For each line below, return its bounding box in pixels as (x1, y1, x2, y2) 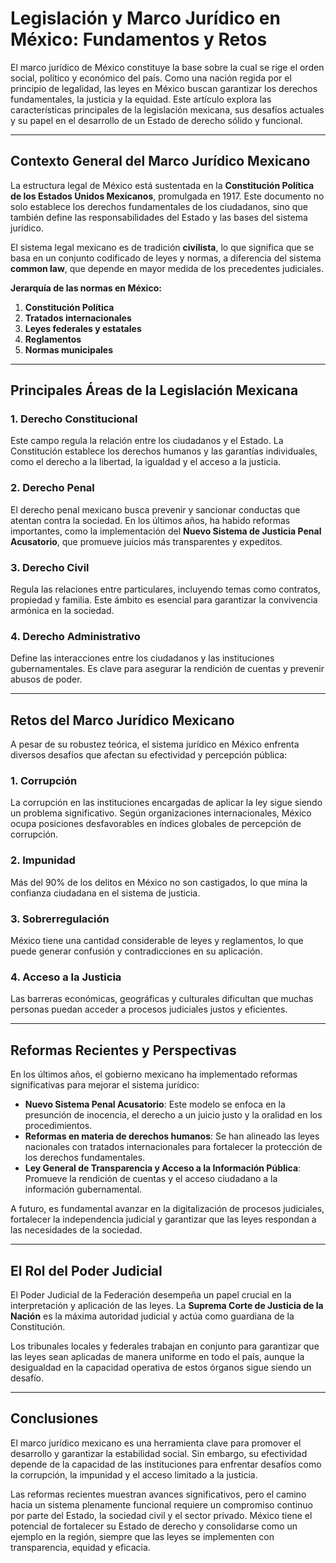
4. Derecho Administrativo (10, 629, 141, 643)
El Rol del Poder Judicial (10, 1262, 163, 1279)
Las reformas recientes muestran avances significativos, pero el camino (10, 1488, 307, 1500)
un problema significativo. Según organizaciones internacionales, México (10, 807, 312, 819)
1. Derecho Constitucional (10, 412, 138, 426)
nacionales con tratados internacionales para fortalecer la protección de (24, 1141, 323, 1153)
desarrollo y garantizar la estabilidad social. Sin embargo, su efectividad (10, 1447, 308, 1459)
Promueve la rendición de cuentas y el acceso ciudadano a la (24, 1173, 278, 1185)
